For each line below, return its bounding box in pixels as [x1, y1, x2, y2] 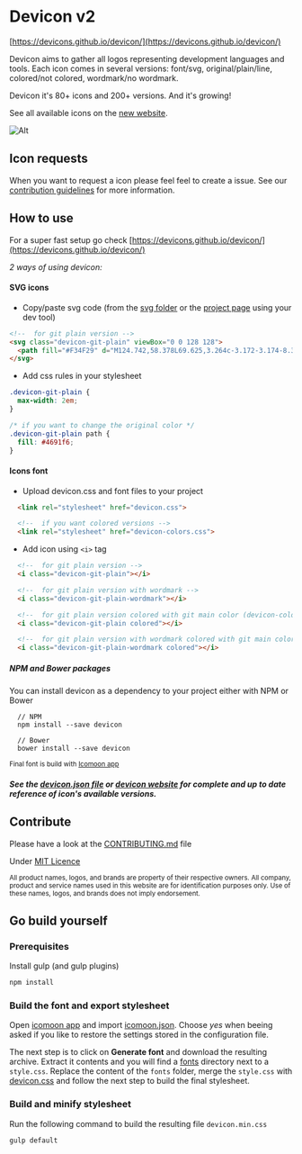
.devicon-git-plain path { [9, 429, 111, 438]
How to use [9, 211, 74, 226]
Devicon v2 [9, 6, 96, 27]
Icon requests [9, 151, 88, 167]
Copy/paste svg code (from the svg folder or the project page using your [22, 302, 292, 312]
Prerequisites [9, 940, 69, 952]
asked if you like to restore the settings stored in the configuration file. [9, 1029, 270, 1041]
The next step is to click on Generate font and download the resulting [9, 1047, 268, 1058]
